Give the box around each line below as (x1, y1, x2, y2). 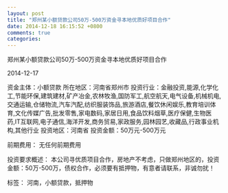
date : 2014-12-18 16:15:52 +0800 (7, 23, 103, 30)
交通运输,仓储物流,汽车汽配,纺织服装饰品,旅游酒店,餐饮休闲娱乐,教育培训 (7, 100, 211, 109)
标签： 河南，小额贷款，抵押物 (7, 179, 93, 187)
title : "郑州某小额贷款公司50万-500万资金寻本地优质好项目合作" (7, 16, 171, 23)
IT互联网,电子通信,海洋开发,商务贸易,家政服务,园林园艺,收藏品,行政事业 (14, 117, 214, 126)
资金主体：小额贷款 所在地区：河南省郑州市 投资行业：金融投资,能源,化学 (7, 83, 213, 91)
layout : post (7, 10, 45, 17)
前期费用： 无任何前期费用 (7, 141, 81, 149)
